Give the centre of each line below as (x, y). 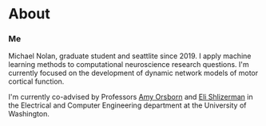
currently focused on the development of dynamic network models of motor (133, 73)
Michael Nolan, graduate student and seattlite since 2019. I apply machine (130, 56)
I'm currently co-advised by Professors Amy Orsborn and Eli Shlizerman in (131, 97)
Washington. (29, 114)
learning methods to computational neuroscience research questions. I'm (129, 65)
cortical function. (36, 81)
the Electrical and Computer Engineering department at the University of (127, 105)
